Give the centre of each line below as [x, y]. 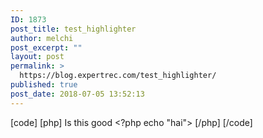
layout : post [37, 57]
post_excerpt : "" [46, 47]
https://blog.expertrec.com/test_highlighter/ [118, 76]
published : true [44, 85]
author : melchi [42, 38]
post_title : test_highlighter [73, 29]
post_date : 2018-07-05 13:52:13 [77, 94]
